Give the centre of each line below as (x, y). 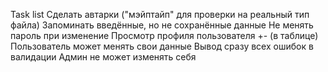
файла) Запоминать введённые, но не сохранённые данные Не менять (162, 25)
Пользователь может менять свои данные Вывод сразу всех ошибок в (162, 46)
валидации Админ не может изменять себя (103, 57)
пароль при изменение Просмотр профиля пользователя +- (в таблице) (164, 35)
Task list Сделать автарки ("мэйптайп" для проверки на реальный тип (160, 14)
